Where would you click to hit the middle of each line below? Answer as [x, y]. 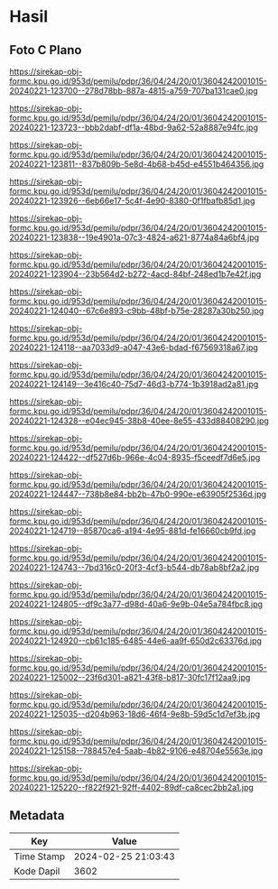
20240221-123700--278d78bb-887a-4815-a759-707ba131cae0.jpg [134, 91]
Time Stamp [40, 857]
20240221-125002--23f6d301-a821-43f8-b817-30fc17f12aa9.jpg [130, 677]
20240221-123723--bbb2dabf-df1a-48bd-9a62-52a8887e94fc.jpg [134, 127]
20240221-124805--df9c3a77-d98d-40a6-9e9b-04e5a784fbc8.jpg [136, 604]
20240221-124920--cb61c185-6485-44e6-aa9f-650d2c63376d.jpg [135, 641]
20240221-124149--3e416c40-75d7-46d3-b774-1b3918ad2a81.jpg [134, 384]
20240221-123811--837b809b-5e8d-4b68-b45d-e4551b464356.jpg [137, 164]
